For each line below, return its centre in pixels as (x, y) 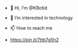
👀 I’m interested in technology (41, 18)
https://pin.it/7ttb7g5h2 (34, 40)
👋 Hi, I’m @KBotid (29, 8)
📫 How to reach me (31, 28)
